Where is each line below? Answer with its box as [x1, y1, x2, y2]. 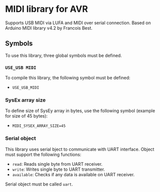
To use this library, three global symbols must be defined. [5, 52, 122, 58]
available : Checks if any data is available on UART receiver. [12, 171, 135, 177]
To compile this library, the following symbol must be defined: [5, 75, 131, 81]
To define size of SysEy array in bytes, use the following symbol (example [5, 108, 156, 114]
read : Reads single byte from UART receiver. [12, 161, 103, 167]
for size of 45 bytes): [5, 113, 48, 119]
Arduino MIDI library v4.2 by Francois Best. [5, 25, 93, 31]
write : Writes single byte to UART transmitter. [12, 166, 105, 172]
